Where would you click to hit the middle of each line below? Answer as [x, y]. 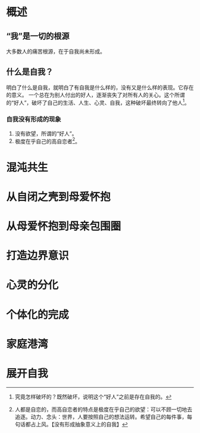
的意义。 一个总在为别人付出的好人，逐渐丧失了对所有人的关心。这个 [90, 95]
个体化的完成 [38, 314]
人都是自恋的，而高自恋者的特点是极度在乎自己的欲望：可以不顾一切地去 [103, 409]
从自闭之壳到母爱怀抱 [59, 197]
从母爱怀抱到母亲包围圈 [64, 226]
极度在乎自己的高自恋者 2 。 [47, 140]
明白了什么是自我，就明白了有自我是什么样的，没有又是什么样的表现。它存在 [100, 87]
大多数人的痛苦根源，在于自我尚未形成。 [56, 51]
